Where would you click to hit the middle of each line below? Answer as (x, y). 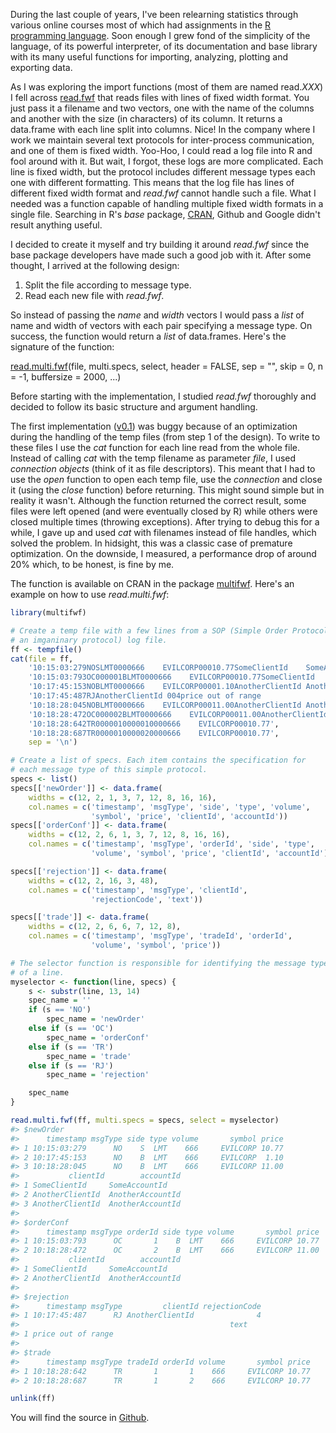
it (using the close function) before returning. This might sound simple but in (167, 490)
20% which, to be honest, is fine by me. (92, 564)
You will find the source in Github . (80, 1418)
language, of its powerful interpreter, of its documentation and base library (164, 46)
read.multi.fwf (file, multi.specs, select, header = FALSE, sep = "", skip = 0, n (167, 366)
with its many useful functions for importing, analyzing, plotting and (149, 57)
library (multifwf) (48, 613)
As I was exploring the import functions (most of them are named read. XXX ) (167, 87)
